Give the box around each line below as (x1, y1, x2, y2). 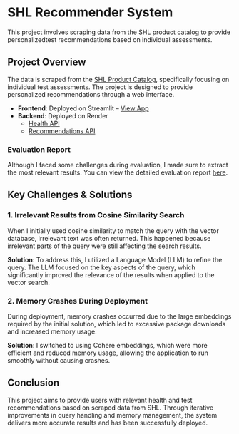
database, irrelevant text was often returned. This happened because (7, 234, 211, 242)
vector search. (7, 278, 50, 286)
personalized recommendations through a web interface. (7, 90, 175, 98)
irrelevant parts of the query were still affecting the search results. (7, 242, 202, 250)
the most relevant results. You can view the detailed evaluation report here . (7, 168, 228, 177)
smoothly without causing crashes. (7, 356, 111, 365)
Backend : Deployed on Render (17, 111, 108, 120)
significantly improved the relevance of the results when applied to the (7, 270, 215, 279)
